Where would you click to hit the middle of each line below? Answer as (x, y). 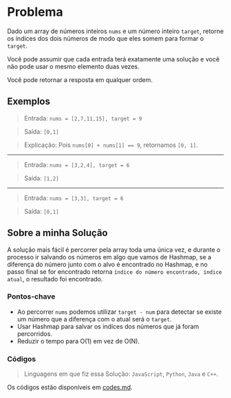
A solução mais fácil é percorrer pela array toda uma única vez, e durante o (114, 250)
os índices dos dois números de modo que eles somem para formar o (106, 38)
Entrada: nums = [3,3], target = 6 (74, 198)
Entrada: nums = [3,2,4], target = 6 (77, 165)
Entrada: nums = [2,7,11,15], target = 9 (83, 118)
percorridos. (35, 334)
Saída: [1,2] (42, 178)
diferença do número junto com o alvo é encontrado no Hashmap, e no (108, 264)
